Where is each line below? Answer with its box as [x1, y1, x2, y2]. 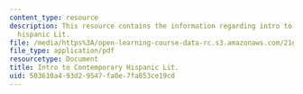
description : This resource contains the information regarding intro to [9, 21, 293, 30]
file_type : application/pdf [9, 47, 115, 56]
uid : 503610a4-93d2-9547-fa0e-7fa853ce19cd [9, 72, 176, 81]
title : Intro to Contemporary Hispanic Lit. [9, 64, 179, 73]
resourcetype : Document [9, 55, 99, 64]
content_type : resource [9, 13, 99, 22]
